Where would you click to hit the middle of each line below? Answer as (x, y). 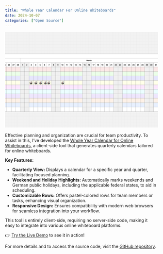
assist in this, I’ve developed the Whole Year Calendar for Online (69, 140)
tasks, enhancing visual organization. (49, 201)
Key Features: (19, 160)
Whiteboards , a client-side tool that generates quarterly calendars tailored (79, 146)
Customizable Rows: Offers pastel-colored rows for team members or (82, 195)
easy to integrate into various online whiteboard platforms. (64, 225)
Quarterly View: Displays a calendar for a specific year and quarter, (80, 169)
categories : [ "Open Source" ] (34, 20)
